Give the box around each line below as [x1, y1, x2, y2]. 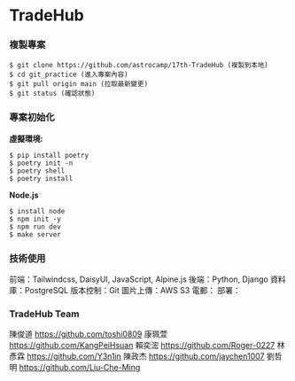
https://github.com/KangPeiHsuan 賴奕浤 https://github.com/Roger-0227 [9, 340, 276, 351]
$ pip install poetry [9, 151, 89, 159]
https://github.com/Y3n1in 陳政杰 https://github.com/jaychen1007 [26, 351, 265, 362]
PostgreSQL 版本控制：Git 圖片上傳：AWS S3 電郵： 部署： [24, 285, 241, 296]
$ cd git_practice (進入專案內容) [9, 70, 128, 80]
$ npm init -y [9, 214, 62, 223]
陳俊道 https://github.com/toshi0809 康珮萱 [9, 329, 168, 339]
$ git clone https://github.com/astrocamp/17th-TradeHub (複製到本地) [9, 61, 268, 70]
